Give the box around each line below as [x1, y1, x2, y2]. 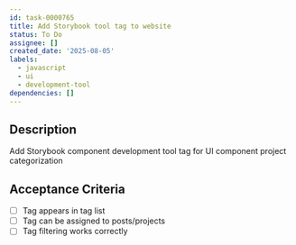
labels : [9, 55, 39, 64]
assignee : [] [9, 38, 59, 48]
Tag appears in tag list [22, 205, 106, 216]
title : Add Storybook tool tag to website [9, 22, 171, 31]
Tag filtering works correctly [22, 226, 128, 237]
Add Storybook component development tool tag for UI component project [9, 146, 287, 157]
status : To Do [9, 30, 63, 39]
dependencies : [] [9, 88, 75, 97]
